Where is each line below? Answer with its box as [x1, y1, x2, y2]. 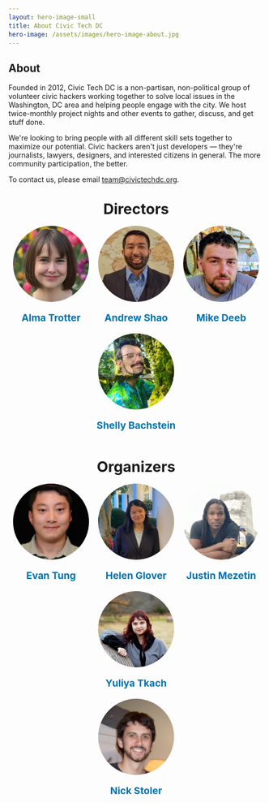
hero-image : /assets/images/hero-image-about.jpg [8, 30, 180, 38]
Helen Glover [105, 568, 168, 582]
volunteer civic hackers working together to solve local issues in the [8, 92, 235, 101]
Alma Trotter [21, 311, 81, 325]
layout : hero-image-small [8, 13, 96, 21]
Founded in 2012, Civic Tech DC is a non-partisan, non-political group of [8, 83, 250, 93]
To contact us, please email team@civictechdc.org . [8, 175, 180, 184]
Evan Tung [25, 568, 76, 582]
